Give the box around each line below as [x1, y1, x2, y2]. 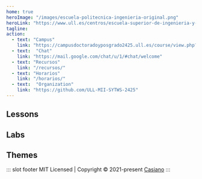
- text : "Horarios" [11, 70, 61, 76]
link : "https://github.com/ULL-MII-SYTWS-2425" [17, 87, 138, 93]
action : [6, 31, 26, 37]
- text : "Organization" [11, 82, 74, 88]
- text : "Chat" [11, 48, 52, 54]
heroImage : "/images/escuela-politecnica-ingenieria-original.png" [6, 14, 179, 20]
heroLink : [6, 20, 31, 26]
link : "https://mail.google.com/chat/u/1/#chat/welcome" [17, 53, 163, 59]
